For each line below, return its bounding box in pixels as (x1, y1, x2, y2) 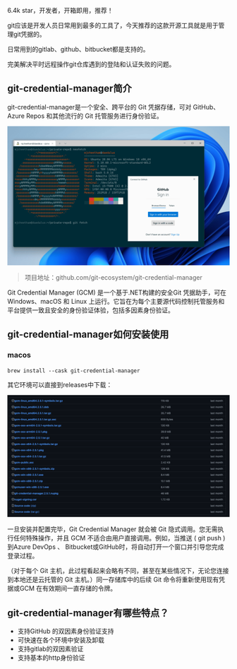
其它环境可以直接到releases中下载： (7, 380, 113, 389)
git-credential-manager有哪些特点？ (7, 607, 169, 619)
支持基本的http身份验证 (17, 653, 85, 662)
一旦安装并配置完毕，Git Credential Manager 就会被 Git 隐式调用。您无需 (7, 525, 218, 533)
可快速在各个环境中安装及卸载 (17, 635, 104, 644)
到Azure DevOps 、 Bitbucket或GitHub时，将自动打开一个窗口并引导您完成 (7, 543, 224, 551)
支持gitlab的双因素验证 (17, 644, 84, 653)
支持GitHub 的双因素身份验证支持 (17, 627, 114, 635)
